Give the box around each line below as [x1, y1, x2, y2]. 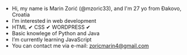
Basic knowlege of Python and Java [11, 30, 100, 37]
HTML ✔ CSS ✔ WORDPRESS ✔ [11, 23, 91, 30]
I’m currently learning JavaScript [11, 36, 92, 43]
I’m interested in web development [11, 18, 97, 24]
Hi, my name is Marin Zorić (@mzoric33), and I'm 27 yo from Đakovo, [11, 5, 182, 12]
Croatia [11, 11, 30, 18]
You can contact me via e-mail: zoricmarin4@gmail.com [11, 42, 150, 49]
